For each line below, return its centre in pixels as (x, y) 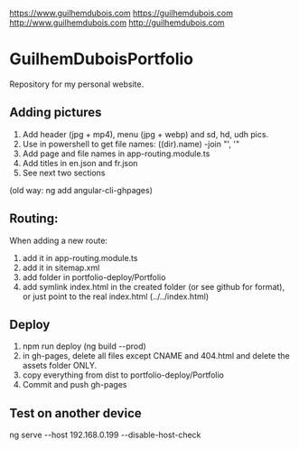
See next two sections (64, 173)
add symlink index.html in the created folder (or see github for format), (154, 286)
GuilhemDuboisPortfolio (102, 59)
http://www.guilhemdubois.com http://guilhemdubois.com (117, 23)
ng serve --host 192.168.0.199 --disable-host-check (105, 435)
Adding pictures (56, 112)
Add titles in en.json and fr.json (80, 163)
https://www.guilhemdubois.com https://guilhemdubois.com (121, 13)
